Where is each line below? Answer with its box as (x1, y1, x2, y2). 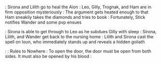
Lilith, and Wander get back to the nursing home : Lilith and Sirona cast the (5, 34, 154, 39)
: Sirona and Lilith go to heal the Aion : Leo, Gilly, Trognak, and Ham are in (5, 4, 151, 10)
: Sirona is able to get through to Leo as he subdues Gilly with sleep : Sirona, (5, 29, 157, 34)
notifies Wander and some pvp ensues (5, 19, 82, 25)
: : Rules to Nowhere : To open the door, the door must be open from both (5, 48, 151, 54)
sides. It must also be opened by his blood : (5, 53, 92, 59)
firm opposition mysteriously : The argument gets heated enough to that (5, 9, 149, 15)
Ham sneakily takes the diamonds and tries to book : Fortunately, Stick (5, 14, 146, 20)
